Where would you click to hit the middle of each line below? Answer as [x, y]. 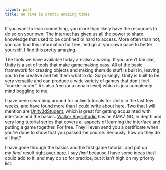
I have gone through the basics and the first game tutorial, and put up [76, 147]
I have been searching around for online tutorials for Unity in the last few [79, 100]
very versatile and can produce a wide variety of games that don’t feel [77, 81]
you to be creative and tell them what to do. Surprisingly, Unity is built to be [82, 75]
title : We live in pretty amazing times [48, 14]
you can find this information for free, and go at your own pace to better [79, 44]
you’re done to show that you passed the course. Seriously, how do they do [83, 132]
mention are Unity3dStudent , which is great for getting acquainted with [78, 111]
